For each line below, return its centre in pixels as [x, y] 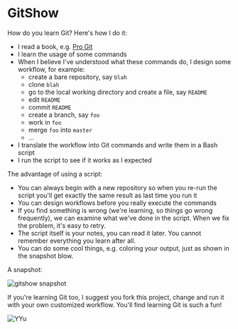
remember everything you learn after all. [77, 241]
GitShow [33, 13]
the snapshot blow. [45, 256]
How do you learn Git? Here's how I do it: [67, 33]
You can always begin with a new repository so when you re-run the [118, 187]
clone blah [44, 84]
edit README [44, 99]
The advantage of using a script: [55, 174]
